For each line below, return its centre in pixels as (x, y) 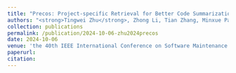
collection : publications (45, 26)
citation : (22, 59)
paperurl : (22, 53)
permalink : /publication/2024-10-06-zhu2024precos (83, 33)
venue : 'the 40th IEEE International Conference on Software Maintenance (118, 46)
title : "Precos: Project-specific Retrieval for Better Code (99, 14)
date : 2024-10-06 (33, 40)
